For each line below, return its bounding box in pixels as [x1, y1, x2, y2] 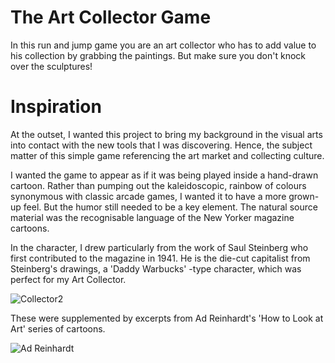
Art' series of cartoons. [10, 322, 106, 335]
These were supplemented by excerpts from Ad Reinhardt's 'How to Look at [10, 312, 324, 324]
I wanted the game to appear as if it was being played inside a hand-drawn [10, 169, 319, 181]
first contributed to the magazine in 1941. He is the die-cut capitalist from [10, 252, 311, 264]
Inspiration [10, 96, 102, 118]
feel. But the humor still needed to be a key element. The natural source [23, 201, 318, 213]
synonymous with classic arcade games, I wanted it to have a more [10, 190, 287, 202]
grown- [288, 190, 320, 202]
